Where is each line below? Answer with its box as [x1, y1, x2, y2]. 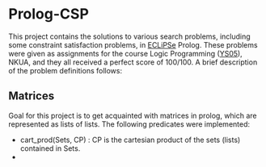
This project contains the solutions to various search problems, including [8, 31, 251, 41]
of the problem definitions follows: [8, 65, 123, 75]
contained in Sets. [19, 143, 81, 153]
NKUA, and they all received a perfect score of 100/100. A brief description [8, 57, 258, 67]
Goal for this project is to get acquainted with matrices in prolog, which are [8, 111, 257, 120]
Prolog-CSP [8, 5, 89, 23]
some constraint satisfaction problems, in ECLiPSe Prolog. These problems [8, 40, 258, 49]
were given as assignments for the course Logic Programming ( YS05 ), [8, 48, 243, 58]
